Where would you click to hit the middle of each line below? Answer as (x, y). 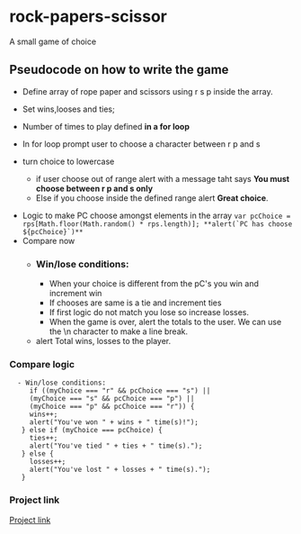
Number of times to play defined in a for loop (106, 126)
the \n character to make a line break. (119, 331)
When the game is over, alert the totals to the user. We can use (165, 322)
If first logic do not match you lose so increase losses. (149, 312)
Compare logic (42, 364)
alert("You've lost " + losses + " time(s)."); (120, 470)
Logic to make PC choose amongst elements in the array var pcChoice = (156, 215)
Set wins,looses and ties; (68, 109)
